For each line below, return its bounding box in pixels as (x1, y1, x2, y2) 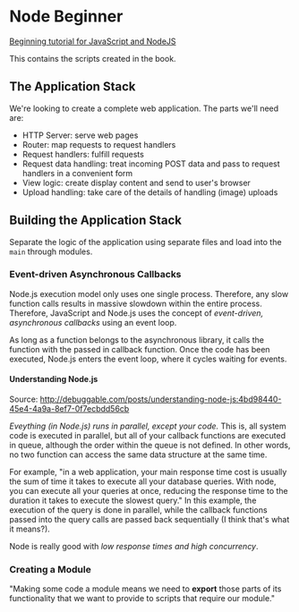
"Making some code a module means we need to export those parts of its (9, 583, 282, 594)
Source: (9, 394, 38, 404)
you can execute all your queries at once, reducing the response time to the (9, 486, 288, 497)
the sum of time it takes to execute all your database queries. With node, (9, 476, 277, 487)
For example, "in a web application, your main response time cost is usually (9, 467, 287, 478)
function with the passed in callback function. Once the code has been (9, 344, 270, 354)
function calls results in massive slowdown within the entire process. (9, 298, 262, 309)
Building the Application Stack (9, 213, 182, 228)
